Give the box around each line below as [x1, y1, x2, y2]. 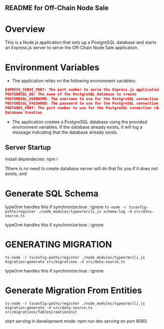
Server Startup [5, 143, 51, 152]
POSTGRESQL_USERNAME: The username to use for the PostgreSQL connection [5, 97, 159, 101]
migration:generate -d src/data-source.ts [5, 306, 93, 310]
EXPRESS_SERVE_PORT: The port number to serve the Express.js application [5, 87, 161, 92]
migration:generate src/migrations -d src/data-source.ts [5, 259, 125, 265]
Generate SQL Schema [5, 188, 99, 199]
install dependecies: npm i [5, 156, 58, 162]
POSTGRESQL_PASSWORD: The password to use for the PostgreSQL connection [5, 101, 159, 106]
